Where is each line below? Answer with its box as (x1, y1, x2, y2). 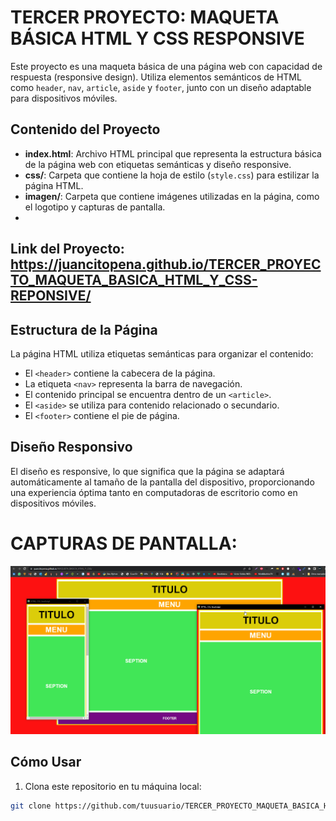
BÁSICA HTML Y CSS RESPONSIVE (10, 27, 305, 50)
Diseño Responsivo (10, 439, 133, 456)
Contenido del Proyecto (10, 121, 161, 138)
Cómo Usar (10, 754, 82, 771)
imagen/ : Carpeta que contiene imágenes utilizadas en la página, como (24, 190, 320, 202)
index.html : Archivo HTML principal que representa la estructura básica (24, 147, 322, 160)
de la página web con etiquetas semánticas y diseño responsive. (24, 158, 292, 170)
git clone (10, 801, 52, 811)
